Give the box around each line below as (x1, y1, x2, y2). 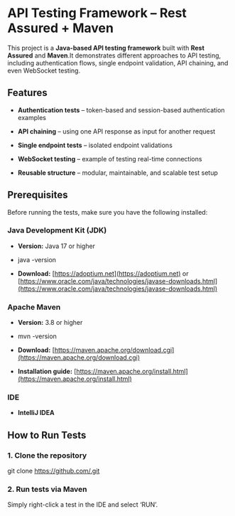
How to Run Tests (7, 429, 87, 441)
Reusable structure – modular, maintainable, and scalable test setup (17, 168, 219, 177)
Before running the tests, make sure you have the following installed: (7, 208, 208, 216)
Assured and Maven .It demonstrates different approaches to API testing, (7, 51, 222, 60)
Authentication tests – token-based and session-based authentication (17, 105, 225, 114)
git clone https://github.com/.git (7, 467, 100, 475)
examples (17, 113, 46, 122)
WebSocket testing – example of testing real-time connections (17, 154, 202, 163)
